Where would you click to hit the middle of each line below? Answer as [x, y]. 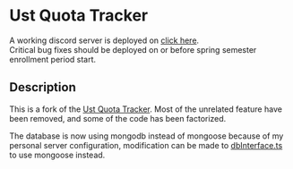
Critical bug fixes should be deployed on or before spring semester [133, 49]
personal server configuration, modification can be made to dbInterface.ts [146, 145]
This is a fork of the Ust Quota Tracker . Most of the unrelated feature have [146, 109]
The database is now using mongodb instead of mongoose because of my [146, 136]
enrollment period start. [53, 59]
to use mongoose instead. [57, 155]
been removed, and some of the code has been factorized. [118, 118]
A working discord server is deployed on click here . [104, 40]
